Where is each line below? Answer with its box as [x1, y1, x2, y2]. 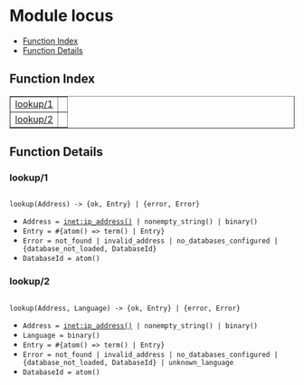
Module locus [9, 5, 114, 26]
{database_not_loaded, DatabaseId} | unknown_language [22, 358, 234, 367]
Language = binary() [22, 331, 100, 340]
